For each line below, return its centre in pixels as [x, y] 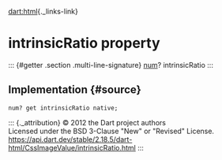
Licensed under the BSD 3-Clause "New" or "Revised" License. [111, 131]
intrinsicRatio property [84, 43]
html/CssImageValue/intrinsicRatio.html [72, 147]
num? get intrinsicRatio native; [63, 108]
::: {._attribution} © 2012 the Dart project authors [87, 122]
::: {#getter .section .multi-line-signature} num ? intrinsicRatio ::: [111, 65]
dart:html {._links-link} [43, 11]
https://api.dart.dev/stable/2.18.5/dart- [70, 139]
